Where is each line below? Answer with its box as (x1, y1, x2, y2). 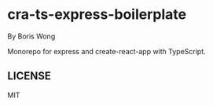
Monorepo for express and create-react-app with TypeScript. (7, 46, 206, 56)
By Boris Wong (7, 31, 56, 41)
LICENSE (7, 69, 52, 83)
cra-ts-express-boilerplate (7, 5, 186, 24)
